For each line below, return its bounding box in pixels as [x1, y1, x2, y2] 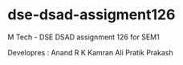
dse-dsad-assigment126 [7, 6, 176, 24]
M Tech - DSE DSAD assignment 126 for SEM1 [7, 32, 160, 42]
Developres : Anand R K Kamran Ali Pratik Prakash [7, 47, 173, 57]
